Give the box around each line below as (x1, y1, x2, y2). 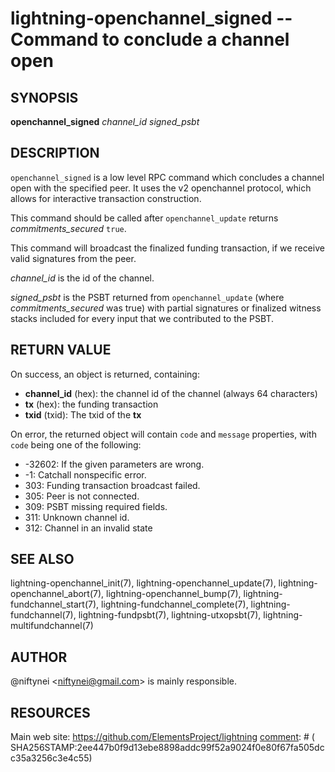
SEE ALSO (10, 551, 75, 568)
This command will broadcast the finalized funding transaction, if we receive (10, 242, 325, 254)
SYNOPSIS (10, 89, 79, 106)
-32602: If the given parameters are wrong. (24, 458, 205, 470)
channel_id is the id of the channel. (10, 272, 155, 284)
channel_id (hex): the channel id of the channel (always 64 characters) (24, 387, 318, 399)
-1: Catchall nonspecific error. (24, 468, 147, 481)
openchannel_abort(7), (10, 588, 105, 600)
